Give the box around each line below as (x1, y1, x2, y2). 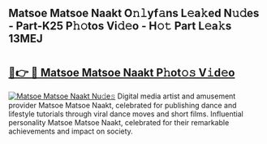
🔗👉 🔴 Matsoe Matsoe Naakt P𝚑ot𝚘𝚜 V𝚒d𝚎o (8, 65, 235, 80)
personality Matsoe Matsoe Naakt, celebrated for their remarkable (8, 118, 230, 127)
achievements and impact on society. (8, 126, 134, 136)
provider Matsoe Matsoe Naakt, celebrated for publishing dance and (8, 101, 237, 110)
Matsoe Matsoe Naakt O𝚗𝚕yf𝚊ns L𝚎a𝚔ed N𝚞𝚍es (8, 7, 260, 20)
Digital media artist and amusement (117, 91, 236, 101)
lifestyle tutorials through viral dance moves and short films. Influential (8, 109, 243, 119)
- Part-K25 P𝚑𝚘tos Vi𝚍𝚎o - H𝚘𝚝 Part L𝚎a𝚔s (8, 20, 232, 33)
